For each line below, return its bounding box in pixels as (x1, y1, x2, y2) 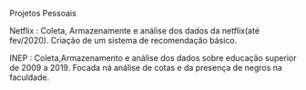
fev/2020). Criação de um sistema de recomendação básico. (9, 35, 238, 45)
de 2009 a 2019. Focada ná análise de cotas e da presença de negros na (9, 63, 282, 73)
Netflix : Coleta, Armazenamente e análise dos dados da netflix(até (9, 25, 260, 35)
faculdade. (9, 72, 50, 83)
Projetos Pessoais (9, 8, 77, 18)
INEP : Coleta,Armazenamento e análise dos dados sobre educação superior (9, 53, 297, 63)
